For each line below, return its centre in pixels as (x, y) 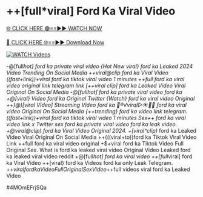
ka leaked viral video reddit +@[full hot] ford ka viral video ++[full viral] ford (99, 156)
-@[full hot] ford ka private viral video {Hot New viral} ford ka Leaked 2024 (100, 66)
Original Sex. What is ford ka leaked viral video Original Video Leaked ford (98, 150)
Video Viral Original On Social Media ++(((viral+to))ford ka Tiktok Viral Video (101, 137)
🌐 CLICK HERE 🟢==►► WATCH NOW (54, 28)
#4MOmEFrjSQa (27, 187)
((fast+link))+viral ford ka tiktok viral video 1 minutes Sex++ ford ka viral (96, 118)
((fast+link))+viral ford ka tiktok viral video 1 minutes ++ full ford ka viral (95, 79)
